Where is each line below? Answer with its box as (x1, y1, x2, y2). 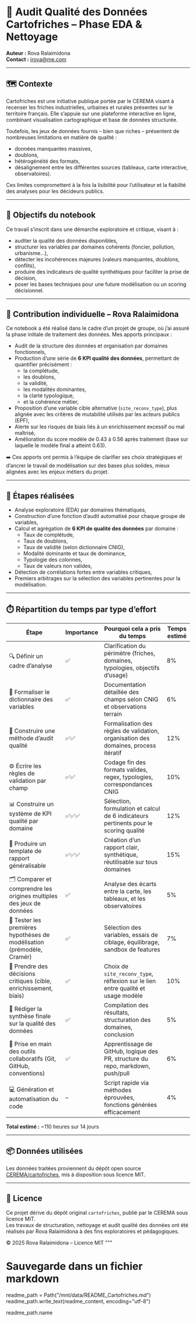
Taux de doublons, (23, 537, 68, 544)
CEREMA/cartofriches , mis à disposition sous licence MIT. (6, 1171, 146, 1178)
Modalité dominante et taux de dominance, (23, 550, 127, 557)
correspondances (104, 781, 153, 788)
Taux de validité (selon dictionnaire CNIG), (23, 544, 125, 551)
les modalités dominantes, (23, 386, 86, 393)
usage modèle (104, 991, 143, 1000)
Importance (65, 628, 99, 636)
